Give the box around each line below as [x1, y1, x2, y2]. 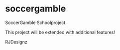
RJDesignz [5, 38, 27, 45]
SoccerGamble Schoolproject [5, 19, 66, 25]
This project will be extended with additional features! [5, 29, 116, 35]
